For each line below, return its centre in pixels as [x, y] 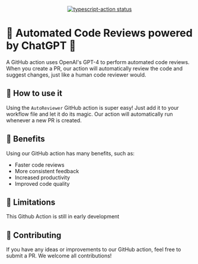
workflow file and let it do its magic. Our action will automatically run [90, 114]
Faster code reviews [39, 165]
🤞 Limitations [31, 202]
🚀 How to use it [34, 93]
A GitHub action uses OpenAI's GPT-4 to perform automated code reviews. [98, 62]
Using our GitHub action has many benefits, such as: [71, 153]
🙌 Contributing [34, 235]
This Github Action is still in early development [63, 217]
